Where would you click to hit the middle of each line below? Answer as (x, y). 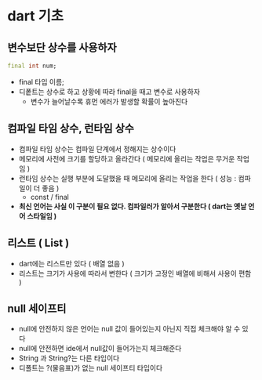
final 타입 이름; (41, 81)
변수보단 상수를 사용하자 (62, 47)
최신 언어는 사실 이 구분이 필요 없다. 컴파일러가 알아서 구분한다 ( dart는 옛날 (133, 206)
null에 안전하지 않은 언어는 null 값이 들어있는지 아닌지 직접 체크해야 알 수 (129, 329)
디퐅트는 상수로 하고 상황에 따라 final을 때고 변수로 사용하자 (109, 92)
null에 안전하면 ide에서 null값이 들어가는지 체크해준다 (100, 349)
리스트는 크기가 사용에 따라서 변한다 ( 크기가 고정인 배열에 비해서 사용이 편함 (135, 273)
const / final (50, 197)
